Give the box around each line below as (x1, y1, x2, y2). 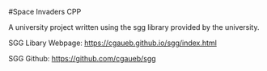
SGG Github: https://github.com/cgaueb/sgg (8, 54, 156, 63)
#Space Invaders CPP (8, 7, 82, 16)
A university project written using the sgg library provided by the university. (8, 23, 261, 31)
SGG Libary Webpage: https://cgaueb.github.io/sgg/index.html (8, 38, 217, 48)
